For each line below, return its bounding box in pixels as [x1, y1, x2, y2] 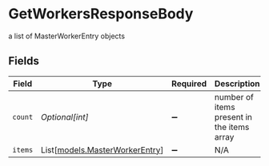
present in [215, 111, 253, 122]
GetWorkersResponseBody [8, 5, 194, 23]
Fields [8, 54, 40, 68]
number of [215, 91, 254, 102]
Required [171, 77, 207, 89]
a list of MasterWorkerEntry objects [8, 31, 126, 41]
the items [215, 121, 250, 132]
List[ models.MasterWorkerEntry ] [40, 144, 164, 156]
